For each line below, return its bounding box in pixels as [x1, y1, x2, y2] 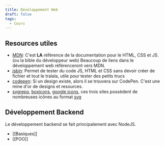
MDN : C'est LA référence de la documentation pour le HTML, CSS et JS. [12, 52, 159, 58]
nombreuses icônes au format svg [12, 94, 82, 100]
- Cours [9, 21, 26, 26]
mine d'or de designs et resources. [12, 84, 83, 89]
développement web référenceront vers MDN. [12, 62, 106, 69]
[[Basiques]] [12, 131, 38, 137]
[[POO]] [12, 136, 28, 142]
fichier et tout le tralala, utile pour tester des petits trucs [12, 73, 125, 79]
